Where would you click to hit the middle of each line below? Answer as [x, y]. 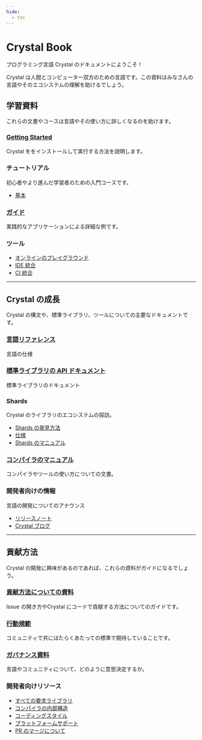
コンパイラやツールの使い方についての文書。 [62, 474]
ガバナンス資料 [28, 655]
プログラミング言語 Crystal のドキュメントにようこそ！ [75, 64]
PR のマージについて [40, 730]
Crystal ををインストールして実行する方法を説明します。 [76, 151]
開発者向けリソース [34, 686]
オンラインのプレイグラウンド [52, 258]
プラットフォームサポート [47, 723]
